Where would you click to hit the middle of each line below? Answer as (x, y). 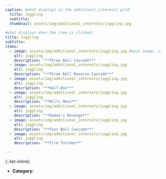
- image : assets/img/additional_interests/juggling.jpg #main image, (83, 51)
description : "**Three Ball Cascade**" (55, 60)
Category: (23, 171)
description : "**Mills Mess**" (46, 102)
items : (12, 46)
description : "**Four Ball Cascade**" (54, 129)
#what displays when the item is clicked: (49, 33)
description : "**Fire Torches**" (48, 143)
